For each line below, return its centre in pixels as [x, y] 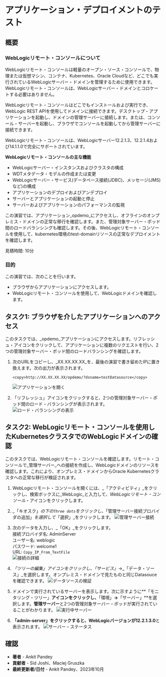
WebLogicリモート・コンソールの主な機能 [48, 157]
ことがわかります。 [36, 610]
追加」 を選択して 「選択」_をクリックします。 [67, 517]
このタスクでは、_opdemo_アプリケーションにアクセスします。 [69, 338]
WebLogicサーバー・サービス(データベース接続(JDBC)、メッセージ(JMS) [86, 180]
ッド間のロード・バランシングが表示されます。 [60, 404]
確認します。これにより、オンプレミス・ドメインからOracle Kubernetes [78, 471]
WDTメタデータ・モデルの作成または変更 [54, 174]
